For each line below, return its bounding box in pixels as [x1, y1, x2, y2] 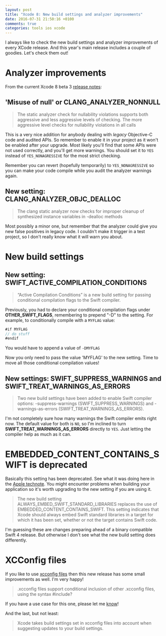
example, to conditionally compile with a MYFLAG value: [5, 317, 115, 323]
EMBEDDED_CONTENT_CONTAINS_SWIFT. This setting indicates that [17, 506, 159, 512]
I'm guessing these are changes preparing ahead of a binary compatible [5, 527, 153, 533]
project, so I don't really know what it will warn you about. [5, 234, 123, 239]
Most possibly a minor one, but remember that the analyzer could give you [5, 223, 158, 229]
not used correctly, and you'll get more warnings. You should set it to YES [5, 147, 154, 153]
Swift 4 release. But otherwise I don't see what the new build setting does [5, 532, 156, 538]
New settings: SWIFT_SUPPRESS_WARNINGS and [5, 374, 162, 383]
